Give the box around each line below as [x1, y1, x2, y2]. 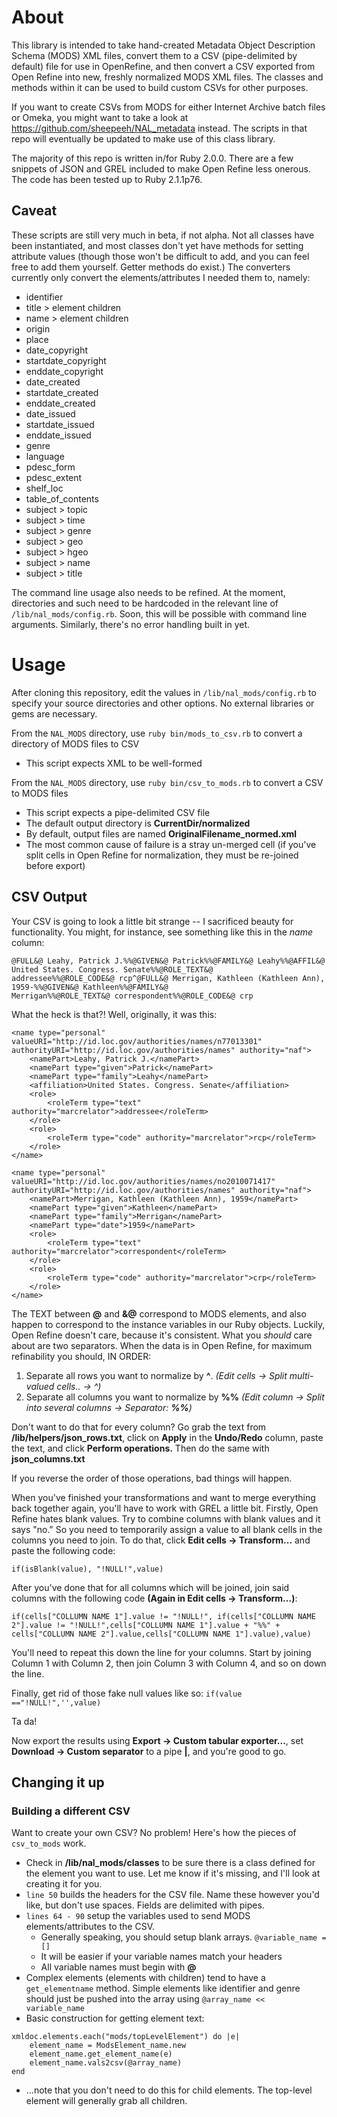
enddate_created [25, 397, 96, 409]
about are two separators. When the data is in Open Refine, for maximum [11, 1339, 313, 1351]
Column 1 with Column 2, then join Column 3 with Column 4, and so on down [11, 1657, 327, 1669]
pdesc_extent [25, 471, 83, 483]
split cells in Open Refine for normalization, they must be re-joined [25, 849, 299, 861]
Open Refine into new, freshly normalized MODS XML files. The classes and [11, 71, 324, 83]
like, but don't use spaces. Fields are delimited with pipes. [25, 1899, 265, 1911]
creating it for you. [25, 1878, 103, 1890]
